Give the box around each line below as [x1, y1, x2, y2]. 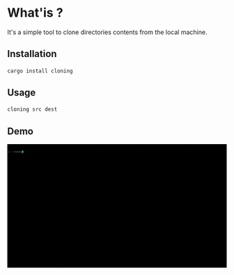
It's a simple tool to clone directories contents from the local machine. [7, 28, 208, 36]
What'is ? [7, 5, 64, 21]
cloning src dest [7, 106, 58, 113]
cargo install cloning [7, 68, 73, 74]
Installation [7, 48, 57, 60]
